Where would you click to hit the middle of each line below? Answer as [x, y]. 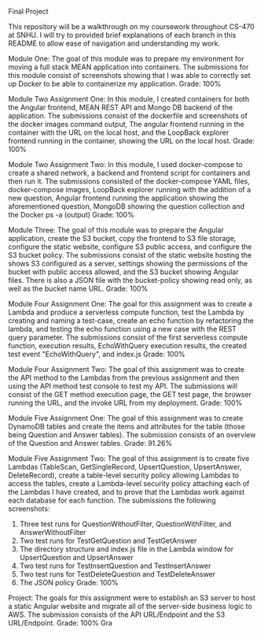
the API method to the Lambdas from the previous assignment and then [124, 378]
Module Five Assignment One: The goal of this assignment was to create [126, 418]
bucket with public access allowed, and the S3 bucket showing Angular [123, 272]
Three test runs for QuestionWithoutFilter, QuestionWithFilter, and [125, 524]
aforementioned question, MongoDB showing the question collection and [126, 206]
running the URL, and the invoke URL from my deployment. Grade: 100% [125, 403]
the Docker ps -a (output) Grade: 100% [71, 215]
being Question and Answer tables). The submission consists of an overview [132, 435]
